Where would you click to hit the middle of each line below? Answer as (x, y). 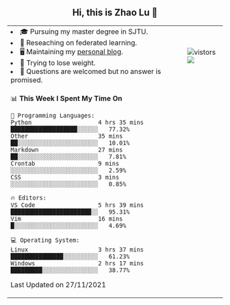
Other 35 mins (67, 136)
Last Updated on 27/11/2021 (58, 284)
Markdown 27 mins (67, 149)
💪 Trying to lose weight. (58, 62)
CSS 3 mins (65, 177)
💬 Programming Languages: (53, 115)
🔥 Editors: (28, 197)
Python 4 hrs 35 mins (77, 122)
